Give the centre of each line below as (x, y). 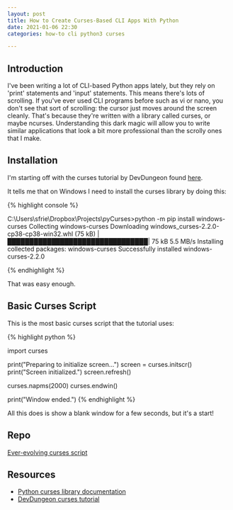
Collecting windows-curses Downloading (89, 226)
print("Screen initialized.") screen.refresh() (69, 372)
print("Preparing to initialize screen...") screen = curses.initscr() (100, 364)
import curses (28, 351)
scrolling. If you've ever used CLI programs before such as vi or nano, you (115, 101)
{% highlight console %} (43, 205)
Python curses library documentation (72, 492)
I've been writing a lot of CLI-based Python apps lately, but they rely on (111, 86)
